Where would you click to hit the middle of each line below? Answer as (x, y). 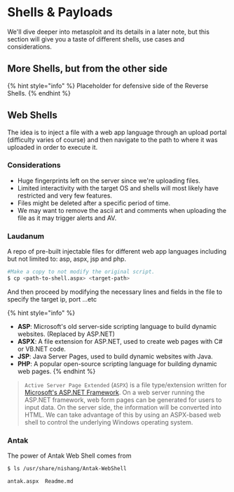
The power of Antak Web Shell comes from (69, 456)
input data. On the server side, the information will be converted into (123, 407)
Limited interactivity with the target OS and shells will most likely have (118, 188)
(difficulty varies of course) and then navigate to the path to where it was (113, 140)
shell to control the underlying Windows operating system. (109, 422)
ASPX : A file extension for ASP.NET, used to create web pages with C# (120, 341)
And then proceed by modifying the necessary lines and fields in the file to (115, 292)
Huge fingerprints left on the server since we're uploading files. (109, 181)
